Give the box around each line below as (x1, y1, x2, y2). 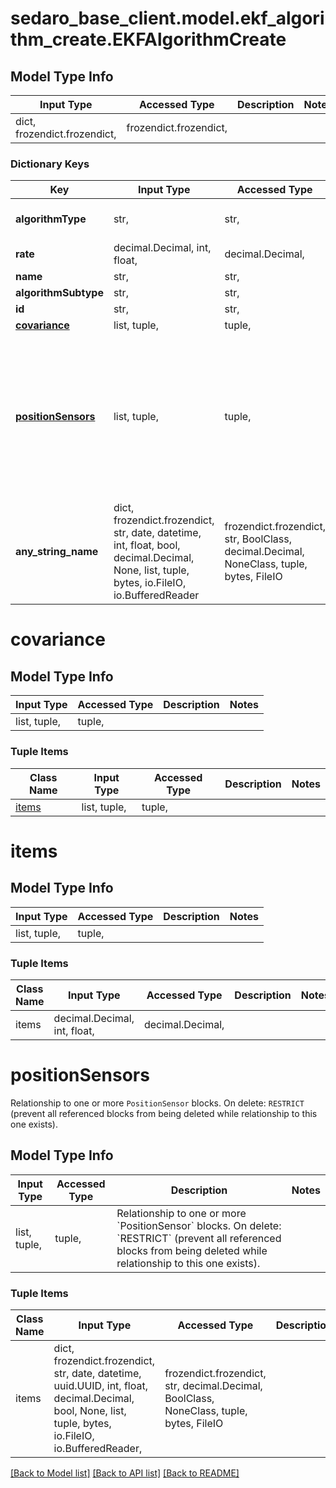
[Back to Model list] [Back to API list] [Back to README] (10, 1467, 240, 1479)
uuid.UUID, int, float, (53, 1378, 148, 1392)
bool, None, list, (53, 1403, 127, 1417)
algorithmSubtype (15, 286, 104, 300)
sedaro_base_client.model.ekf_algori (10, 7, 325, 30)
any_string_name (15, 545, 99, 559)
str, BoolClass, (224, 532, 293, 546)
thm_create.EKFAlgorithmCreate (10, 28, 287, 51)
